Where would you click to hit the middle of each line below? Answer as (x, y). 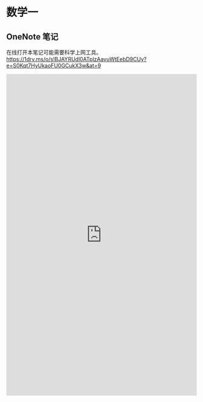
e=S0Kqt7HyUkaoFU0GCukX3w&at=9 (54, 65)
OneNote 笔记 (32, 37)
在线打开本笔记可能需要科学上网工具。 (54, 52)
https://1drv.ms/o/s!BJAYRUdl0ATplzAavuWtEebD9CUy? (76, 59)
